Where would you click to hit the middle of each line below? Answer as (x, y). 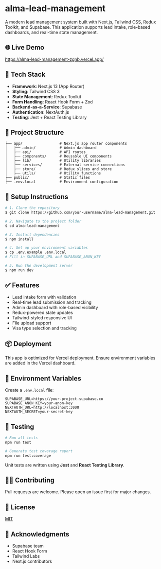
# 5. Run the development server (39, 266)
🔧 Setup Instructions (37, 197)
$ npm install (19, 239)
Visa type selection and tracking (44, 328)
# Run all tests (21, 438)
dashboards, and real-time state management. (52, 32)
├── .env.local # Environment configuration (62, 182)
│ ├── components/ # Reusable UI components (58, 156)
